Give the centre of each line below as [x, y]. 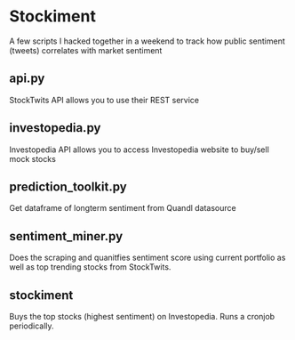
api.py [27, 79]
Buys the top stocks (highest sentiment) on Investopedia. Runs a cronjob [142, 316]
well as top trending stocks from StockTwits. [90, 267]
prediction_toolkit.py [68, 186]
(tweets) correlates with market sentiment [86, 50]
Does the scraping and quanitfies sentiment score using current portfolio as [147, 258]
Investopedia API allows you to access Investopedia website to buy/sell [139, 150]
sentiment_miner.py [66, 236]
